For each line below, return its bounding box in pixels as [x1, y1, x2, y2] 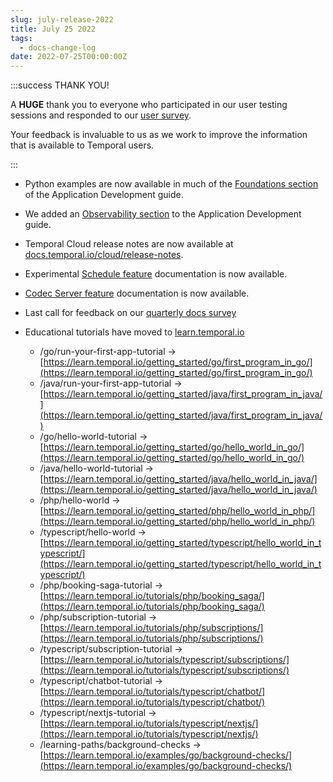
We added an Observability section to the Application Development [24, 208, 302, 220]
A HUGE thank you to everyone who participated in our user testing [10, 99, 288, 111]
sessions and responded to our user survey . [10, 109, 192, 121]
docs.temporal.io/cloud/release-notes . [24, 249, 184, 261]
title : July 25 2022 [10, 24, 97, 34]
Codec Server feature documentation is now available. [24, 287, 250, 300]
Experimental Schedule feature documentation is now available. [24, 268, 288, 280]
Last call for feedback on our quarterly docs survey [24, 307, 237, 319]
